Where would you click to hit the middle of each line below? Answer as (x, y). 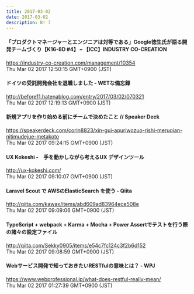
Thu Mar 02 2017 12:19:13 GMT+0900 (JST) (58, 103)
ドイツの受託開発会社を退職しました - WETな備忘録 (68, 83)
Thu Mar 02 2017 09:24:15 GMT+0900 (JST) (59, 143)
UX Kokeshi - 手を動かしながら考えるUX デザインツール (75, 157)
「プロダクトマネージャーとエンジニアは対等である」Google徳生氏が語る (94, 42)
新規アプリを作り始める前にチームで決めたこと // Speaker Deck (83, 117)
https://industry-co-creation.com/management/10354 (71, 63)
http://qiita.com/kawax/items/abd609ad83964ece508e (72, 204)
